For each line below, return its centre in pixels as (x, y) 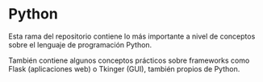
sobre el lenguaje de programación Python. (80, 44)
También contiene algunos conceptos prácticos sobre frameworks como (129, 60)
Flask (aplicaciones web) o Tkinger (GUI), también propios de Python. (124, 68)
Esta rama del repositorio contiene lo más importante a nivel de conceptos (132, 36)
